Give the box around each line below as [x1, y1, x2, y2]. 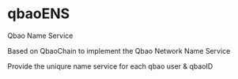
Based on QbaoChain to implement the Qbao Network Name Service [7, 46, 231, 55]
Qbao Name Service [7, 31, 74, 40]
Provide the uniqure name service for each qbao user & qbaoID [7, 61, 213, 71]
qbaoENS [7, 5, 70, 23]
